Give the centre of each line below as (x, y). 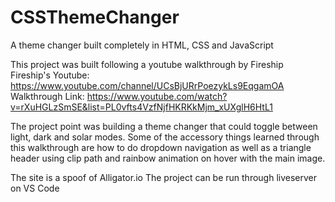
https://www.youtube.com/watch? (157, 96)
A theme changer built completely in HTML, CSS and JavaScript (142, 45)
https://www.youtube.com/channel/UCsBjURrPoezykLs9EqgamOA (147, 85)
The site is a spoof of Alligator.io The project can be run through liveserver (164, 177)
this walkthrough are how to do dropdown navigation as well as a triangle (161, 147)
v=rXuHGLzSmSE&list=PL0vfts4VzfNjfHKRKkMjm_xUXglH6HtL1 (141, 107)
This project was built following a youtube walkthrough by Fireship (147, 64)
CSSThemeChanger (95, 17)
